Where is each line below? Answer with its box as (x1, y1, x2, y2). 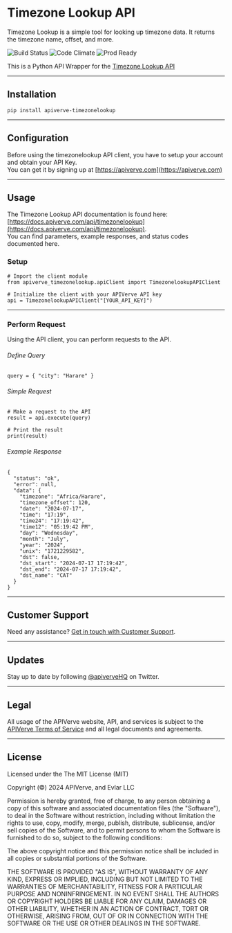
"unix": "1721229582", (19, 547, 85, 555)
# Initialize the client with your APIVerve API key (7, 291, 162, 298)
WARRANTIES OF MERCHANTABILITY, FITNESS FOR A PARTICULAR (7, 882, 202, 891)
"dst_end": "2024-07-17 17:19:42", (19, 566, 122, 573)
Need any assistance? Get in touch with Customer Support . (7, 628, 176, 636)
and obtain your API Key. (7, 158, 77, 166)
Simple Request (7, 386, 52, 396)
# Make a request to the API (7, 409, 91, 416)
